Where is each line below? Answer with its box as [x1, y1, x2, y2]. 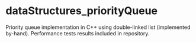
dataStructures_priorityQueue [5, 4, 158, 18]
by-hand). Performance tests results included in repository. [5, 29, 150, 37]
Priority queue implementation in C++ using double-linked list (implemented [5, 24, 191, 31]
